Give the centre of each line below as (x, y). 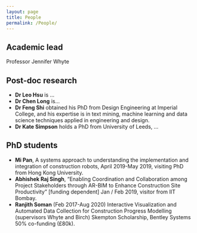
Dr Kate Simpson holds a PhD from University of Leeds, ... (87, 127)
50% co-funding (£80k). (45, 223)
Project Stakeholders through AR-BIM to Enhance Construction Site (98, 185)
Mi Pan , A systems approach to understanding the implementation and (102, 160)
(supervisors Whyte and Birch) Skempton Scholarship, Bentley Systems (103, 217)
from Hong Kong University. (49, 173)
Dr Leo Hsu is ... (35, 95)
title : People (24, 17)
